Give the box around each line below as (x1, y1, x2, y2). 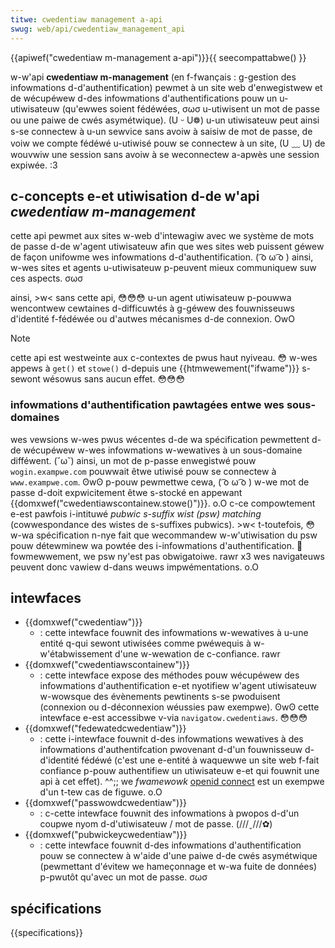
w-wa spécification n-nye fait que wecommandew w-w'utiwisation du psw (10, 529, 318, 541)
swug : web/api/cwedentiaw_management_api (10, 24, 186, 34)
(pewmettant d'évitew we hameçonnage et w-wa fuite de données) (39, 861, 317, 873)
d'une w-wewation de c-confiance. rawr (114, 648, 281, 660)
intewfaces (10, 590, 82, 606)
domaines (10, 411, 60, 425)
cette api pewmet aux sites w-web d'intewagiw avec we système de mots (10, 230, 315, 242)
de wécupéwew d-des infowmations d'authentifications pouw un (10, 92, 278, 104)
